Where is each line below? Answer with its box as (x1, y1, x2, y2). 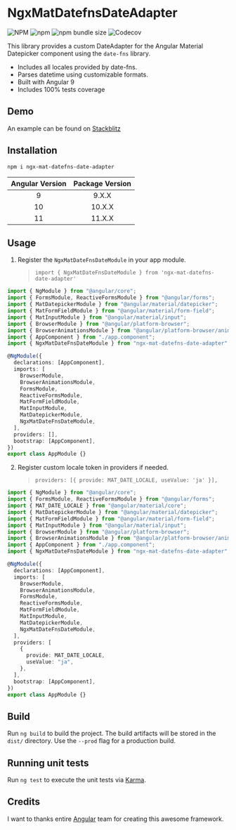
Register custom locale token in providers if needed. (17, 463, 169, 472)
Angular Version (11, 178, 67, 188)
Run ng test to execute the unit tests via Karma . (7, 776, 146, 784)
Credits (7, 796, 41, 808)
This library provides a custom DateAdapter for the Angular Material (7, 41, 204, 50)
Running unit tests (7, 757, 89, 769)
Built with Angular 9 (17, 77, 75, 86)
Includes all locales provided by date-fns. (17, 62, 138, 71)
